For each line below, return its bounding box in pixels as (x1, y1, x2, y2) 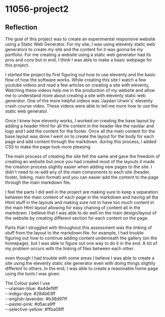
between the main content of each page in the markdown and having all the (5, 194, 159, 200)
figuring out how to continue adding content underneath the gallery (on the (5, 235, 158, 241)
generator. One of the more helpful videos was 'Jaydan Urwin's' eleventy (5, 98, 153, 104)
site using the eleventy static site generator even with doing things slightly (5, 260, 156, 266)
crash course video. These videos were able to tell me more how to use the (5, 103, 158, 109)
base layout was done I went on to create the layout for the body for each (5, 134, 154, 139)
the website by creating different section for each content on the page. (5, 215, 149, 221)
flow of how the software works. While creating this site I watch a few (5, 77, 146, 83)
